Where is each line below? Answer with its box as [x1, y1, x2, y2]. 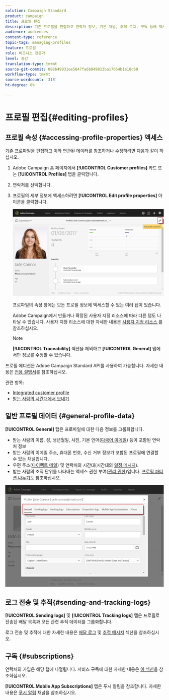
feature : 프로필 [5, 45, 36, 50]
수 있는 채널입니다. [12, 456, 49, 462]
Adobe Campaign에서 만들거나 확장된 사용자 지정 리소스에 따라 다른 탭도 [12, 312, 156, 319]
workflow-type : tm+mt [5, 72, 51, 77]
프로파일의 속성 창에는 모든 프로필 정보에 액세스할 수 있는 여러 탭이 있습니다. [12, 301, 162, 307]
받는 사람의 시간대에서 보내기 [12, 396, 69, 402]
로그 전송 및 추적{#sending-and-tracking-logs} [5, 598, 151, 607]
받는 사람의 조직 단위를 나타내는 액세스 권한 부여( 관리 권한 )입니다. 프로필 [12, 468, 154, 474]
